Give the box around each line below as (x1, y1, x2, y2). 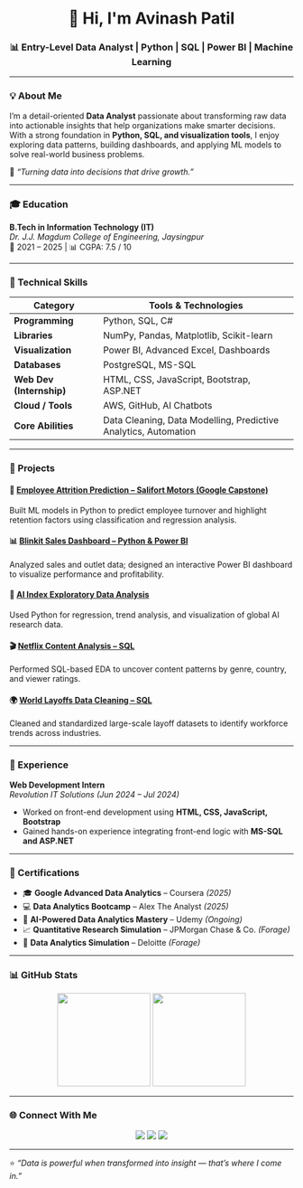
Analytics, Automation (103, 425, 197, 438)
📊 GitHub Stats (9, 968, 78, 981)
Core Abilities (14, 420, 74, 432)
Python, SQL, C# (103, 315, 173, 327)
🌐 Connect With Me (9, 1109, 97, 1122)
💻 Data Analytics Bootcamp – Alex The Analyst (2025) (22, 900, 229, 911)
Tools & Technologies (148, 299, 243, 312)
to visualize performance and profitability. (9, 569, 164, 580)
